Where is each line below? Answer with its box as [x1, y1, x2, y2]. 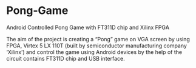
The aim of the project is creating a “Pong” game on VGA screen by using [6, 35, 190, 42]
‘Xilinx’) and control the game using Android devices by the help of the [6, 48, 183, 55]
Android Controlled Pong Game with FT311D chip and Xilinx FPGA [6, 24, 170, 31]
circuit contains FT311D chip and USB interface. [6, 55, 126, 62]
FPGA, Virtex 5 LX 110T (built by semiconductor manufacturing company [6, 42, 187, 49]
